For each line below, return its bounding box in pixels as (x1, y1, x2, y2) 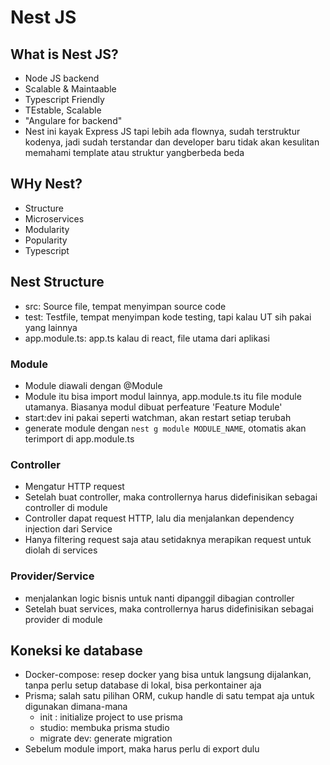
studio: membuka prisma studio (39, 722, 170, 734)
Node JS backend (24, 72, 100, 84)
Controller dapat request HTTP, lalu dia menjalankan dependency (24, 512, 295, 525)
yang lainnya (24, 321, 78, 333)
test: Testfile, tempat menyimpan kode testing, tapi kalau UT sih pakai (24, 311, 312, 323)
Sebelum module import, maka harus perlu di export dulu (24, 743, 260, 755)
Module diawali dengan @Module (24, 379, 163, 391)
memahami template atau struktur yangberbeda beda (24, 147, 245, 158)
